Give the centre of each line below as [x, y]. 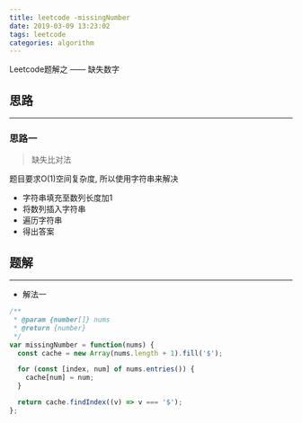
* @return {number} [50, 328]
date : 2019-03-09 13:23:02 [60, 26]
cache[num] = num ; [60, 378]
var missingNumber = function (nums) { [82, 345]
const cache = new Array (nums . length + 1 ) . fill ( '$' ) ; [120, 353]
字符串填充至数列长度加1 [67, 198]
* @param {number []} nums [62, 320]
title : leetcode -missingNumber [70, 18]
